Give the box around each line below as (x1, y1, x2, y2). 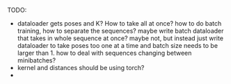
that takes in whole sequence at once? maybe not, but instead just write (17, 34, 224, 42)
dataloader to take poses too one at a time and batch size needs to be (17, 42, 218, 49)
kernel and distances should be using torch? (17, 64, 145, 72)
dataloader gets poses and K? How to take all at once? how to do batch (17, 19, 222, 27)
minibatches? (17, 56, 56, 65)
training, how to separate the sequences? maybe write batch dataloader (17, 27, 224, 35)
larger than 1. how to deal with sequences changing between (17, 49, 192, 57)
